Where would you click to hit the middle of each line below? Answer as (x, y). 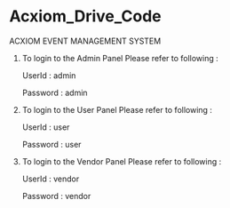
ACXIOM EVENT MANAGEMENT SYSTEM (85, 41)
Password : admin (55, 92)
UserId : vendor (51, 179)
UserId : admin (49, 75)
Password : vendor (56, 196)
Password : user (52, 144)
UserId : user (46, 127)
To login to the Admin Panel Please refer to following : (120, 58)
